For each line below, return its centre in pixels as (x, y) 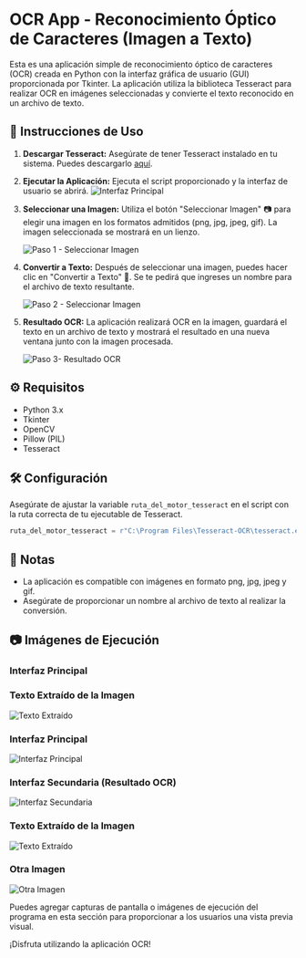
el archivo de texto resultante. (78, 286)
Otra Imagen (37, 869)
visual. (22, 926)
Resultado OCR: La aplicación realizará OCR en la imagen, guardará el (155, 322)
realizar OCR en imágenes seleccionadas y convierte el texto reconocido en (152, 93)
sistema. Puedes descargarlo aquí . (87, 163)
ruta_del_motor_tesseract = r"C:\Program (89, 531)
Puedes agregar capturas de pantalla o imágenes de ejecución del (134, 907)
